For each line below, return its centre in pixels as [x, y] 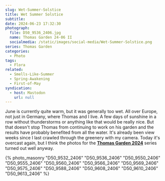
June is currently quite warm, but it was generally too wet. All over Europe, [82, 112]
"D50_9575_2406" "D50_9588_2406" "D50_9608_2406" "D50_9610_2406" [82, 169]
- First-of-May [25, 83]
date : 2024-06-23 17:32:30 [33, 24]
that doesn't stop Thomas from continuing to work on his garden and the [80, 127]
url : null [24, 97]
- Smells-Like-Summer [32, 74]
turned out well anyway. [30, 148]
